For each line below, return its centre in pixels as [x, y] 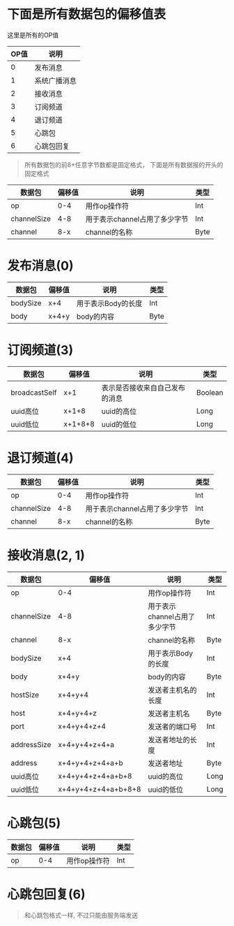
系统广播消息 [55, 80]
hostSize [25, 695]
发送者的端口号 [172, 726]
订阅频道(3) [40, 350]
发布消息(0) [40, 266]
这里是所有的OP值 [33, 35]
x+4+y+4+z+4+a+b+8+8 [100, 789]
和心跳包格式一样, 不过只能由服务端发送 [81, 915]
